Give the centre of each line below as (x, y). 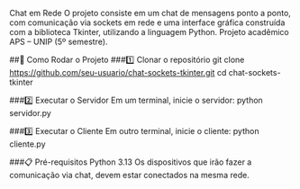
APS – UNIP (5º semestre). (59, 41)
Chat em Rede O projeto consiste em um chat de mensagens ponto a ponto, (150, 13)
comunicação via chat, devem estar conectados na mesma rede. (129, 175)
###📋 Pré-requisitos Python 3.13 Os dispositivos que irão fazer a (131, 162)
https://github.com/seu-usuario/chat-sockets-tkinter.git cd (118, 72)
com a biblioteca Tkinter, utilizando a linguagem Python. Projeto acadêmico (150, 32)
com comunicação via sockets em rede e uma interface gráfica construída (147, 22)
